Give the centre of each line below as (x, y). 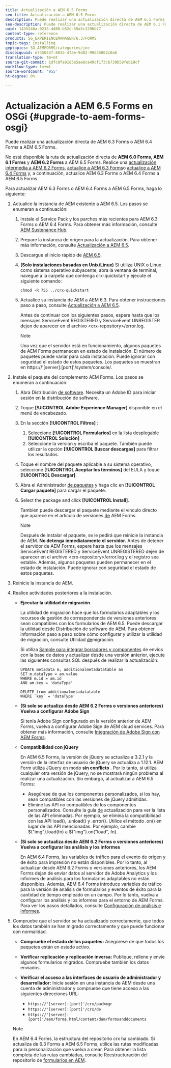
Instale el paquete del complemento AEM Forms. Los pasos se (78, 377)
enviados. (31, 967)
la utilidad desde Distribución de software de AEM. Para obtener (88, 629)
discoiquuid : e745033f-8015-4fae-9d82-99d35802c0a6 (61, 52)
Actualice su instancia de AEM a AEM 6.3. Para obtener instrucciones (93, 300)
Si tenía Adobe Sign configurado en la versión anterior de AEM (86, 721)
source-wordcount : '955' (32, 72)
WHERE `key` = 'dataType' (48, 696)
